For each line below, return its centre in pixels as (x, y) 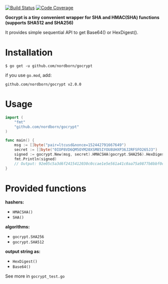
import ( (14, 117)
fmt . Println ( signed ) (35, 159)
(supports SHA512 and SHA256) (39, 23)
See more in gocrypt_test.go (35, 276)
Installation (29, 53)
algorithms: (17, 227)
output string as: (23, 251)
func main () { (20, 140)
